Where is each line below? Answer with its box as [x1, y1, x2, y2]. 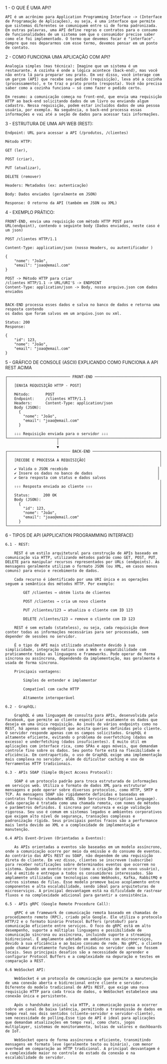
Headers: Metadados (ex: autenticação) [5, 183, 88, 188]
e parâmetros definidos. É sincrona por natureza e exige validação [5, 805, 151, 810]
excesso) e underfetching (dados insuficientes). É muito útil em [5, 739, 146, 744]
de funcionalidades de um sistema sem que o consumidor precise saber [5, 32, 155, 37]
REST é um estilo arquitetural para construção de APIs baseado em [14, 551, 157, 556]
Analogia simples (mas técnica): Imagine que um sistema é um [5, 64, 137, 69]
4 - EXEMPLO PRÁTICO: [5, 209, 55, 215]
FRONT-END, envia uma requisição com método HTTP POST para [5, 219, 133, 224]
